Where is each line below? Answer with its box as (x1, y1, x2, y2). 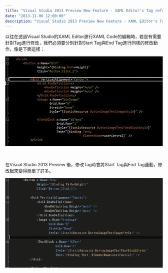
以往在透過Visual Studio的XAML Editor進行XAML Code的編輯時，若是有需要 (5, 34, 161, 40)
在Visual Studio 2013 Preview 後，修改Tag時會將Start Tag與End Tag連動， (5, 161, 158, 167)
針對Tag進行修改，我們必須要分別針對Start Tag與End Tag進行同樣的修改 (5, 40, 154, 46)
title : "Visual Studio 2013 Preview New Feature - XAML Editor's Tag (5, 8, 153, 13)
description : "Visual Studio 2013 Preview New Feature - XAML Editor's (5, 19, 157, 24)
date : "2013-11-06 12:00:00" (5, 13, 66, 19)
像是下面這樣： (13, 46, 45, 52)
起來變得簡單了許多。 (9, 168, 53, 174)
